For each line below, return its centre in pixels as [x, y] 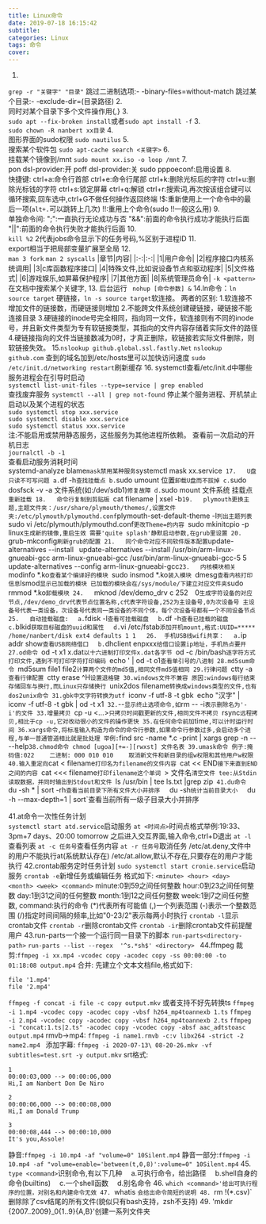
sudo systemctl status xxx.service [67, 426]
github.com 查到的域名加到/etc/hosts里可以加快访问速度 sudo [107, 357]
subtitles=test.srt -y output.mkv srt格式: [78, 1055]
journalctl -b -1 [37, 453]
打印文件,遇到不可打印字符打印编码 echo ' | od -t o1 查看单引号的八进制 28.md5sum [129, 660]
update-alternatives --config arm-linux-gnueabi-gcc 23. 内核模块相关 [122, 566]
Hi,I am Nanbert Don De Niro [56, 1084]
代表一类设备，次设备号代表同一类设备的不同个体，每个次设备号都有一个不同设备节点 [137, 611]
